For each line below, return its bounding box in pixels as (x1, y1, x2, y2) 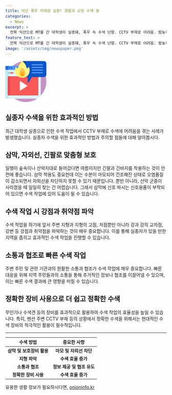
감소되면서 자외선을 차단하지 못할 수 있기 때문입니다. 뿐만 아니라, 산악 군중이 (10, 178, 162, 184)
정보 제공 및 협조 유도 (53, 364, 95, 370)
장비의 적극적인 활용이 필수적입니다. (10, 322, 82, 328)
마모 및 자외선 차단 (55, 347, 92, 354)
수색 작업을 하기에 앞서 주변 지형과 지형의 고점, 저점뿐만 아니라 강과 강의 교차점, (5, 222, 164, 228)
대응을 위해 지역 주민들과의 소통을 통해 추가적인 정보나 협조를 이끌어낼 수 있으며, (5, 272, 165, 278)
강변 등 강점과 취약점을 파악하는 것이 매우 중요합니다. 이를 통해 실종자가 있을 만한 (5, 228, 166, 234)
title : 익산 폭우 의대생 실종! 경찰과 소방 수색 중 (5, 8, 100, 13)
